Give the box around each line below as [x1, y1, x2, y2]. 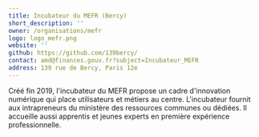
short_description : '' [8, 19, 84, 27]
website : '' [8, 42, 48, 50]
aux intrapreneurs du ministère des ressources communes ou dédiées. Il [8, 103, 247, 112]
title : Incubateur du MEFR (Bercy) [8, 11, 127, 20]
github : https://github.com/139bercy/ [8, 49, 138, 57]
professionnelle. [8, 119, 62, 129]
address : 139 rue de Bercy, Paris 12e [8, 64, 138, 72]
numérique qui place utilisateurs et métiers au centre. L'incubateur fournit [8, 94, 251, 104]
